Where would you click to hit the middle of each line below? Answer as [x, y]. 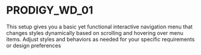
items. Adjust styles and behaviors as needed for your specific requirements [100, 39]
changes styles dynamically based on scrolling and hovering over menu [95, 33]
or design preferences [34, 46]
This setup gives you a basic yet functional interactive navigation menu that [100, 27]
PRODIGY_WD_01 [50, 10]
